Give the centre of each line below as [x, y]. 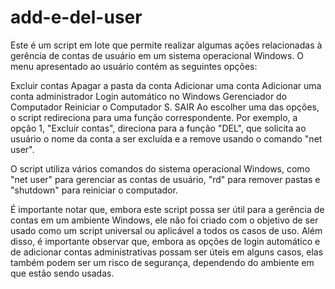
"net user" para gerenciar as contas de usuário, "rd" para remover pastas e [165, 179]
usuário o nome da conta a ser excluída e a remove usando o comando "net [166, 138]
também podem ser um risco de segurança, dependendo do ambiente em [162, 262]
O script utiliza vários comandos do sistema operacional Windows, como [160, 168]
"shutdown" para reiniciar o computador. [94, 190]
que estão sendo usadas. [62, 273]
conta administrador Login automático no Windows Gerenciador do [149, 96]
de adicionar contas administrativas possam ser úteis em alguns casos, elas [167, 252]
